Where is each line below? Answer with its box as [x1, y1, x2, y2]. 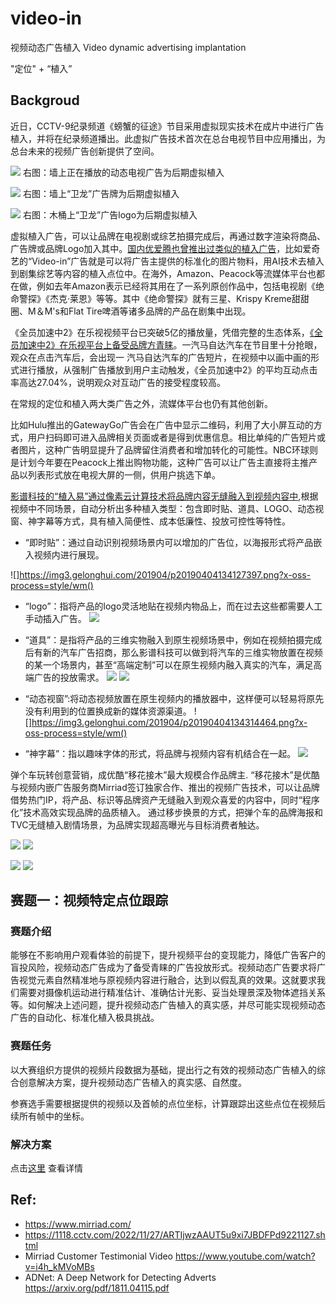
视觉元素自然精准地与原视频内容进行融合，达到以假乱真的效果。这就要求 [18, 974, 317, 986]
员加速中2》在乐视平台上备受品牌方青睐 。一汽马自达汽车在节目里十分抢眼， [10, 338, 323, 351]
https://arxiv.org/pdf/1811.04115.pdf [24, 1282, 170, 1294]
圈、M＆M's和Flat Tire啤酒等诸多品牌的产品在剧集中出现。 [10, 305, 252, 317]
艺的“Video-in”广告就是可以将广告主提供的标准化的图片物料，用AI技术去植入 [10, 255, 325, 267]
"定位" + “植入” [10, 62, 73, 74]
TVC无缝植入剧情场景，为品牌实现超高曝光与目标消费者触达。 [10, 818, 265, 831]
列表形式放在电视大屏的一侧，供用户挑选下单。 [27, 468, 221, 481]
